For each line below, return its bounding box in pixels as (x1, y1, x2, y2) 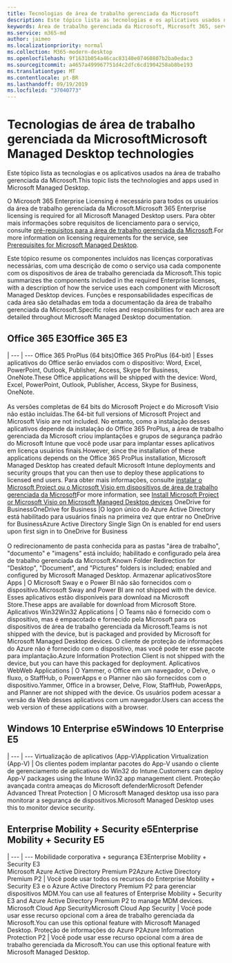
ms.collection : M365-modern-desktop (7, 49, 113, 56)
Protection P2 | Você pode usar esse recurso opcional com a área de (7, 933, 204, 942)
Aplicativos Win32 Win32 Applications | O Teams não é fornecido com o (7, 608, 211, 616)
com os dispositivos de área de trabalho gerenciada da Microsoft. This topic (7, 269, 222, 277)
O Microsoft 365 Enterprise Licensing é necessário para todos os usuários (7, 197, 219, 206)
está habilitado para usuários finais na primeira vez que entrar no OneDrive (7, 512, 221, 521)
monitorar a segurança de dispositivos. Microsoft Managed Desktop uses (7, 796, 214, 804)
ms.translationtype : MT (7, 68, 76, 75)
